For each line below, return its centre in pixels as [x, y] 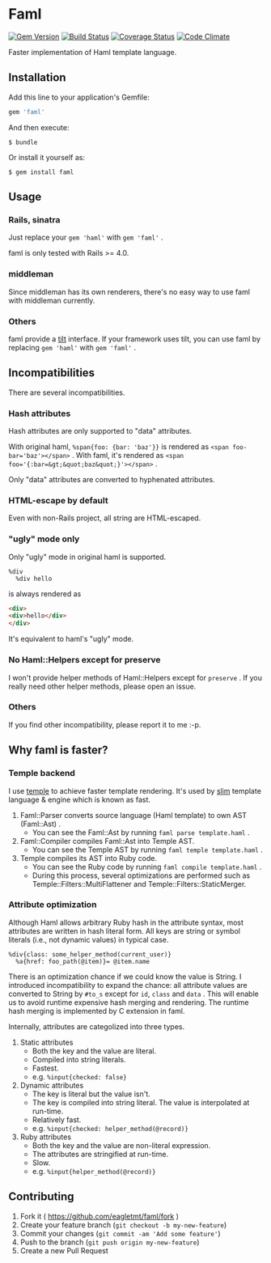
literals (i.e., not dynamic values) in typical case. [89, 939]
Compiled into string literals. [79, 1059]
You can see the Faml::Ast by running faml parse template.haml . [141, 832]
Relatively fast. [57, 1119]
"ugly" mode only [44, 539]
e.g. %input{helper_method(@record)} [94, 1171]
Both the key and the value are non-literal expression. [121, 1145]
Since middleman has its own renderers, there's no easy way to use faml [129, 291]
